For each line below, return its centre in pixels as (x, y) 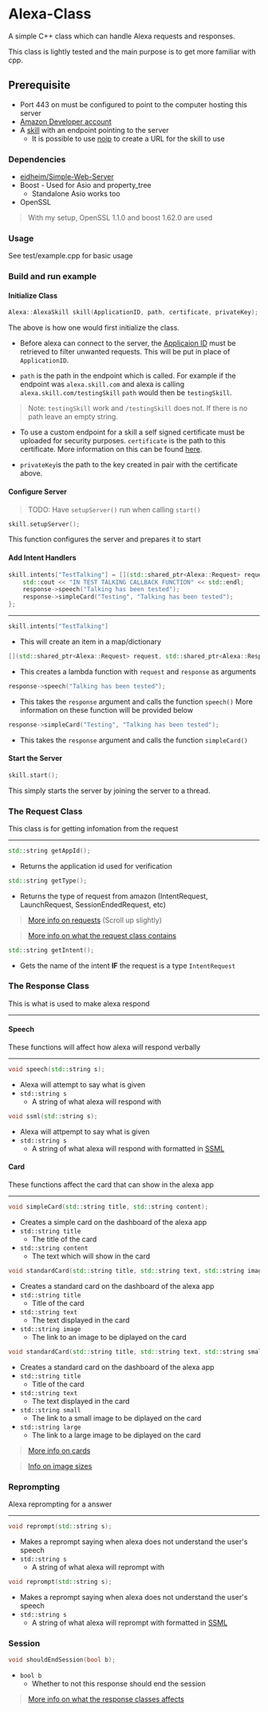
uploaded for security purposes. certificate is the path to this (122, 441)
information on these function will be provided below (106, 710)
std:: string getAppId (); (49, 850)
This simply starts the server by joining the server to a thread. (109, 790)
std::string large (50, 1427)
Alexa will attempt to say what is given (83, 1084)
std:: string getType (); (48, 881)
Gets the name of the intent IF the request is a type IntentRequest (128, 966)
